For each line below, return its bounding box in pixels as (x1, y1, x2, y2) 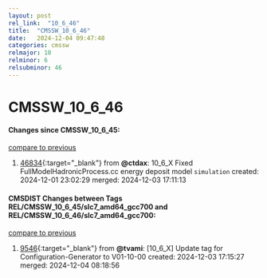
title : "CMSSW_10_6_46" (8, 26, 91, 34)
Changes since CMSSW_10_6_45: (8, 125, 120, 134)
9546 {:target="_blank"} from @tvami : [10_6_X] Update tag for (19, 244, 223, 253)
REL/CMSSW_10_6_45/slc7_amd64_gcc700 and (8, 201, 168, 212)
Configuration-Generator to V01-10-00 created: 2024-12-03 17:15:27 (19, 252, 245, 262)
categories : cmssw (8, 42, 69, 50)
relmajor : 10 (8, 49, 52, 57)
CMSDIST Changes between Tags (8, 193, 123, 203)
